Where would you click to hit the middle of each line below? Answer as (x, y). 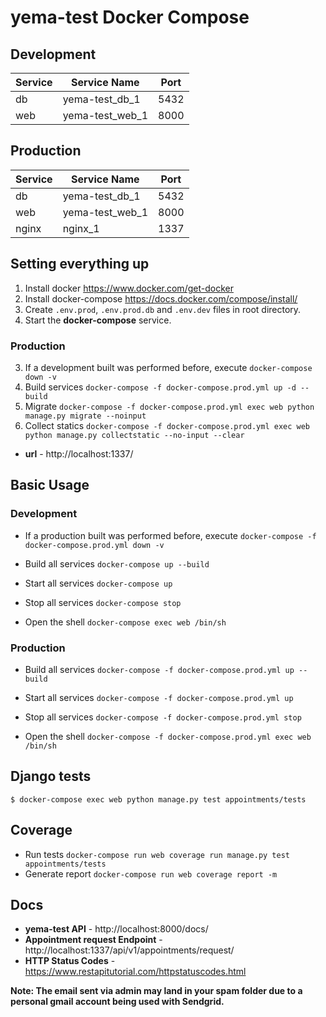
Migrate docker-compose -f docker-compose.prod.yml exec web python (169, 406)
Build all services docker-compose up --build (117, 563)
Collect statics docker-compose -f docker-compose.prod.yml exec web (167, 425)
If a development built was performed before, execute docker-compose (168, 367)
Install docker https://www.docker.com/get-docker (129, 288)
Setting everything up (80, 264)
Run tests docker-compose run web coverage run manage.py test (157, 854)
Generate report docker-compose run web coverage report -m (151, 873)
